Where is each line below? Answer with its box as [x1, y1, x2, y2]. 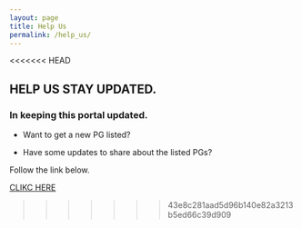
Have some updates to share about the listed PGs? [22, 147, 213, 158]
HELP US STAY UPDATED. [9, 81, 157, 96]
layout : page [9, 13, 59, 23]
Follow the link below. [9, 164, 90, 175]
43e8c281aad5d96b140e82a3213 [167, 200, 294, 211]
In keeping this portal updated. [9, 108, 148, 121]
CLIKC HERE [9, 183, 56, 193]
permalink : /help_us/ [9, 30, 92, 39]
